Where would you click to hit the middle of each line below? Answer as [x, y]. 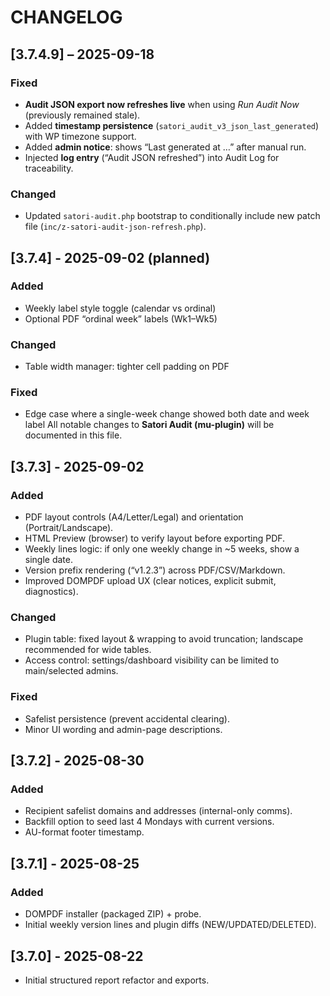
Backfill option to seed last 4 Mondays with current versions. [149, 822]
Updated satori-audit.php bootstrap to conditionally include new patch [172, 216]
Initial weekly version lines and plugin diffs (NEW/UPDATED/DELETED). [170, 925]
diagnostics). [51, 592]
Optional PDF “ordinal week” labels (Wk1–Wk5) [121, 318]
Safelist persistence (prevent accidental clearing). [127, 718]
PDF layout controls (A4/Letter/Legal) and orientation [134, 517]
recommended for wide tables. [88, 650]
